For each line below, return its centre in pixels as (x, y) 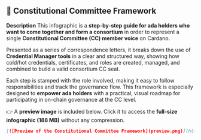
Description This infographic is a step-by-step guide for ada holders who (98, 25)
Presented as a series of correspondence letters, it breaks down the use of (98, 50)
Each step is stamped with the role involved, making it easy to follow (90, 80)
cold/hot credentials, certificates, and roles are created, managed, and (93, 62)
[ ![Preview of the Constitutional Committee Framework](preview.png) (95, 131)
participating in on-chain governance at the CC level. (71, 99)
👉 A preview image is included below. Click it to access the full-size (92, 111)
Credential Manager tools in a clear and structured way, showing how (93, 56)
